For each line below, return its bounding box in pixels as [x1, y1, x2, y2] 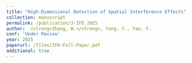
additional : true [6, 48, 50, 54]
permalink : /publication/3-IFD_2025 [6, 20, 98, 26]
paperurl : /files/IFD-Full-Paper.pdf [6, 43, 101, 49]
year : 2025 [6, 37, 34, 43]
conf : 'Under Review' [6, 31, 61, 37]
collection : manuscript [6, 14, 66, 20]
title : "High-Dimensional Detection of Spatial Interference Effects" [6, 8, 187, 15]
